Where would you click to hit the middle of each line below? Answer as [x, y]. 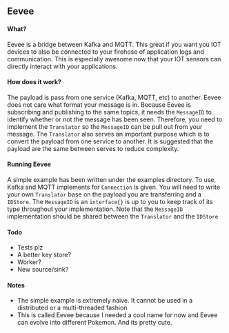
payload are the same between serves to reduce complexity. [93, 148]
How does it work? [34, 82]
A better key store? [44, 255]
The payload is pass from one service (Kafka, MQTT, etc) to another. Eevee [114, 97]
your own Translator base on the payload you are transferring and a [104, 194]
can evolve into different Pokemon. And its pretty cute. [94, 323]
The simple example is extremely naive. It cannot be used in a [105, 301]
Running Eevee [29, 164]
